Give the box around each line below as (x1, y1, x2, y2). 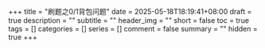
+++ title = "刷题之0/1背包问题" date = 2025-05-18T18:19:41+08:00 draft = (8, 7, 252, 16)
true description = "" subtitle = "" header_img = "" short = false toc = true (8, 16, 249, 25)
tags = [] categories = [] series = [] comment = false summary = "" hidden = (8, 24, 258, 33)
